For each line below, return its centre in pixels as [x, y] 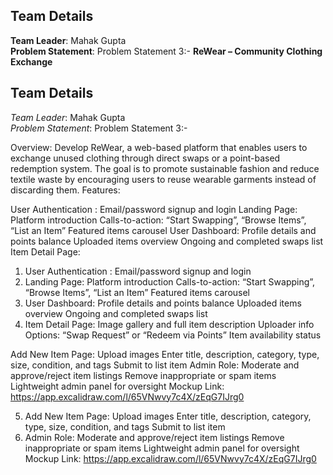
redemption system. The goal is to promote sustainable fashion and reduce [165, 168]
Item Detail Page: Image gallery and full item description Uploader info [169, 324]
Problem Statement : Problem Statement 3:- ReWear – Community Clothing [166, 51]
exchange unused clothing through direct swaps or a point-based [145, 158]
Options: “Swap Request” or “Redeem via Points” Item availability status [173, 335]
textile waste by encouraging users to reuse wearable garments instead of [163, 179]
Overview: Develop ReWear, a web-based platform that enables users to [159, 147]
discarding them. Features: [65, 190]
